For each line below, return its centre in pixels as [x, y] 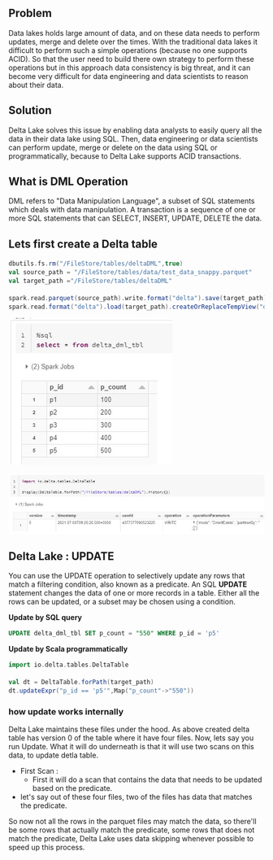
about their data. [36, 85]
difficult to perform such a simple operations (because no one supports [128, 50]
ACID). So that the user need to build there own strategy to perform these [131, 59]
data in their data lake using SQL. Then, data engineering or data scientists [133, 138]
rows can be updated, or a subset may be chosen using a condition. [122, 602]
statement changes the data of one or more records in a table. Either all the [134, 593]
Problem [30, 13]
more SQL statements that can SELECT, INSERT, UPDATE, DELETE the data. [135, 218]
